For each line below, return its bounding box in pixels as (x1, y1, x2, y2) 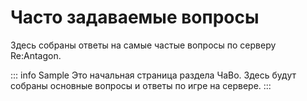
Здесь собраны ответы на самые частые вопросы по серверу (10, 39, 277, 51)
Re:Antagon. (10, 49, 62, 61)
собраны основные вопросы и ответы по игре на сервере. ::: (10, 79, 272, 91)
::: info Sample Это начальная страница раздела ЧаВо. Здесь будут (10, 69, 297, 81)
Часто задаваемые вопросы (10, 6, 260, 29)
